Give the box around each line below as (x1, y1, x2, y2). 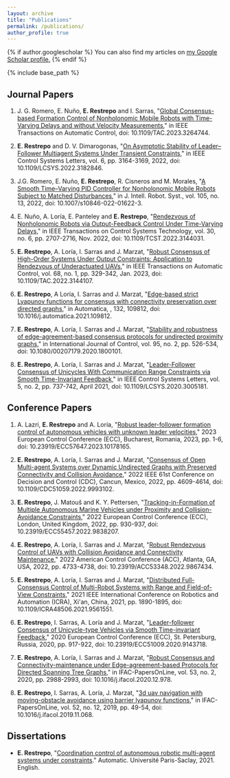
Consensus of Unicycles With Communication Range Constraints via (16, 368, 211, 376)
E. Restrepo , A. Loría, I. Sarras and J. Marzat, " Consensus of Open (16, 455, 206, 464)
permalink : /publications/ (7, 23, 84, 30)
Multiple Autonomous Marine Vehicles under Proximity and (16, 505, 183, 514)
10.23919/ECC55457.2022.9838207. (16, 527, 119, 536)
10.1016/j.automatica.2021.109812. (16, 312, 112, 320)
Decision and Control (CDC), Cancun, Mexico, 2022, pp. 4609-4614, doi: (16, 477, 223, 485)
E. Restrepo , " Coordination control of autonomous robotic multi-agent (16, 748, 216, 757)
